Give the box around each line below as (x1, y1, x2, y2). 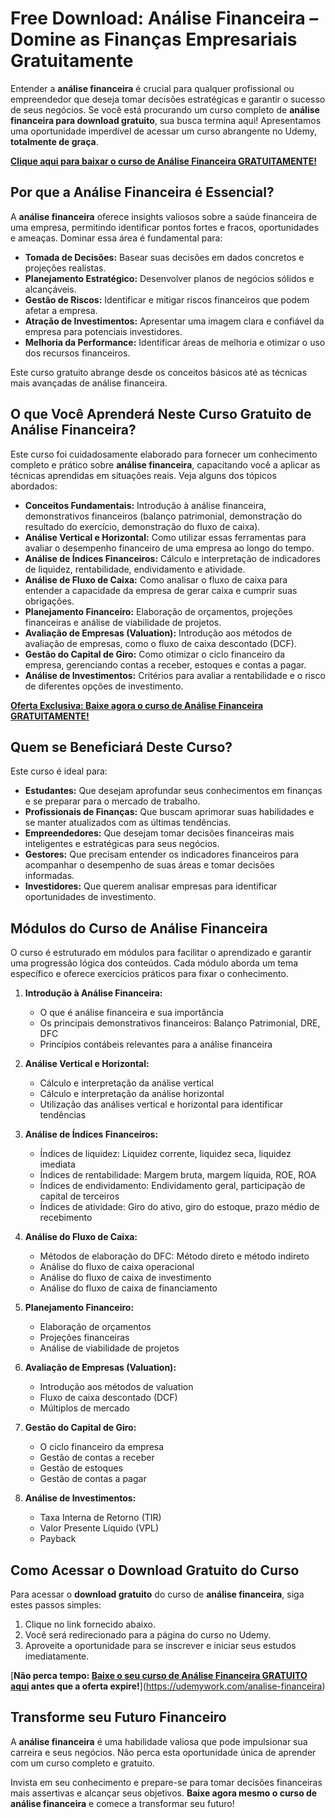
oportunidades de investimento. (24, 891, 157, 903)
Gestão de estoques (39, 1462, 123, 1474)
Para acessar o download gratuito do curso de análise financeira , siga (10, 1588, 305, 1600)
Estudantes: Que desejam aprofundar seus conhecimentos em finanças (24, 785, 323, 797)
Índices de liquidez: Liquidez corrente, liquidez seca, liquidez (39, 1148, 292, 1160)
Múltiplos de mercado (39, 1402, 130, 1414)
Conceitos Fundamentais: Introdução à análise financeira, (24, 499, 267, 511)
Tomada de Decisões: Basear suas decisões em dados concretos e (24, 251, 305, 263)
